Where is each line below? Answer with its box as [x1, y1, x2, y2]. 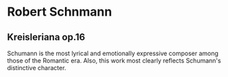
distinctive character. [7, 64, 66, 72]
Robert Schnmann [7, 4, 112, 20]
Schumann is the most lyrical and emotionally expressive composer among [7, 49, 219, 57]
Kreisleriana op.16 [7, 31, 86, 43]
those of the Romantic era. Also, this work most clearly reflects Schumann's [7, 57, 221, 65]
